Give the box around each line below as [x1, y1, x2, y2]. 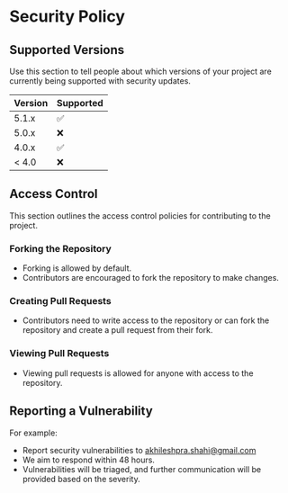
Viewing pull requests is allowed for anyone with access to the [22, 367, 254, 379]
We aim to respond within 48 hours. [22, 454, 156, 465]
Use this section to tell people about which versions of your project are [9, 66, 272, 76]
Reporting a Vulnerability [9, 403, 153, 419]
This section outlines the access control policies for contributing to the [9, 210, 272, 221]
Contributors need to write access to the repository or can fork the [22, 315, 270, 326]
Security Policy [9, 6, 126, 27]
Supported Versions [9, 42, 124, 58]
